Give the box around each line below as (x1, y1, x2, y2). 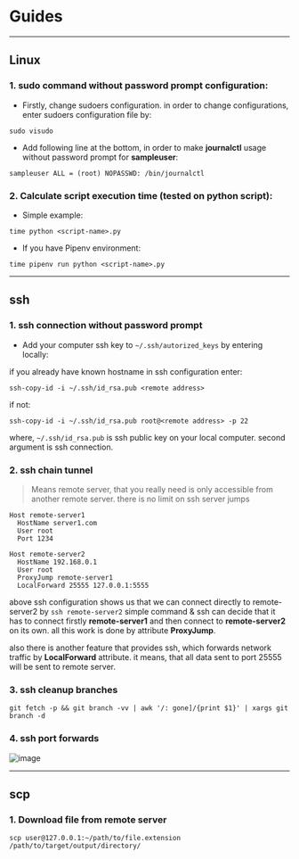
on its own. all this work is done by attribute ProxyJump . (9, 624, 216, 635)
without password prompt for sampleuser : (21, 152, 179, 162)
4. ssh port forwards (9, 732, 100, 745)
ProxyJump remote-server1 (17, 573, 114, 582)
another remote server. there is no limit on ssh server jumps (30, 493, 251, 504)
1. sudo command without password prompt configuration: (9, 79, 269, 92)
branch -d (9, 712, 46, 721)
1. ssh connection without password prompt (9, 319, 203, 332)
